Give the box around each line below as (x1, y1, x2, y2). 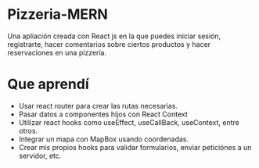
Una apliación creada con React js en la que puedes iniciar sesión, (7, 31, 221, 41)
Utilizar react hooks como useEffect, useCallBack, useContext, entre (18, 117, 239, 127)
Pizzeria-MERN (7, 5, 109, 23)
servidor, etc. (18, 151, 62, 160)
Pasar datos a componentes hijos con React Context (18, 109, 189, 119)
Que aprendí (7, 76, 89, 93)
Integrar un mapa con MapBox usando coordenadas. (18, 134, 189, 144)
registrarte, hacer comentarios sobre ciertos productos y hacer (7, 39, 211, 48)
